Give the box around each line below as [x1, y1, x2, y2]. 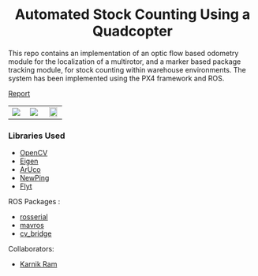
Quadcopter [92, 22, 174, 40]
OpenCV [19, 148, 48, 158]
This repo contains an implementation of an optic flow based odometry [8, 48, 239, 58]
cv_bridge [19, 229, 52, 238]
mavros [19, 221, 45, 230]
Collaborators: [8, 244, 54, 254]
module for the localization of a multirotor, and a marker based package [8, 57, 241, 66]
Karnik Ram [19, 259, 58, 269]
